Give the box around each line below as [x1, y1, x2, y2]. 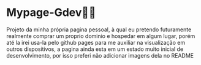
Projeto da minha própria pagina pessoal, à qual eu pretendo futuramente [6, 26, 192, 33]
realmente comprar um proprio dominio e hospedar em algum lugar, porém [6, 32, 195, 39]
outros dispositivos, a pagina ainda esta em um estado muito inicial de [6, 45, 184, 53]
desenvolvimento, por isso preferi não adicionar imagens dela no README [6, 52, 194, 59]
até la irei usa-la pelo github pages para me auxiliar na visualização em [6, 39, 186, 46]
